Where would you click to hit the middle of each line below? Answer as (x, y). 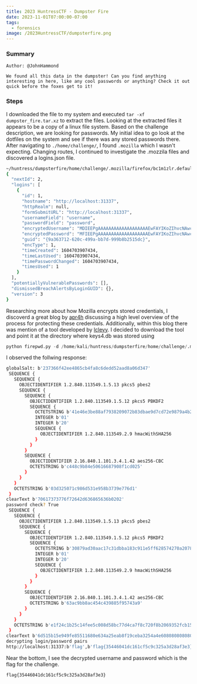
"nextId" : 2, (27, 180)
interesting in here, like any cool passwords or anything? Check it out (98, 82)
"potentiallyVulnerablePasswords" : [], (60, 283)
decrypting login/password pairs (47, 641)
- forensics (26, 28)
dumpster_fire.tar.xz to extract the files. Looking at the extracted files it (94, 120)
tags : (13, 22)
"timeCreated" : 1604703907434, (60, 250)
